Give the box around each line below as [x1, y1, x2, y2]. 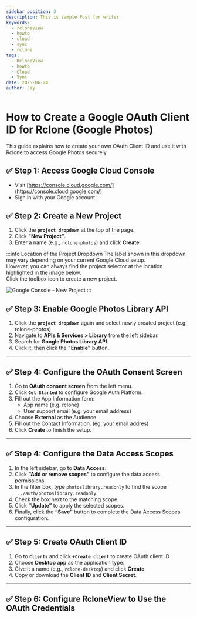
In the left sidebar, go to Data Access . [14, 464, 107, 471]
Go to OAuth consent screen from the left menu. [14, 383, 133, 390]
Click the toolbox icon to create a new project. [6, 275, 117, 282]
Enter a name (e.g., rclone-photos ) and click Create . [14, 239, 141, 246]
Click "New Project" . [14, 233, 66, 240]
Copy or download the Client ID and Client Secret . [14, 571, 137, 578]
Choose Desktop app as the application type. [14, 559, 125, 566]
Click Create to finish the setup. [14, 426, 92, 433]
